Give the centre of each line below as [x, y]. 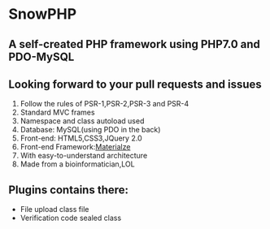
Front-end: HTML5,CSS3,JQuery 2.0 [81, 138]
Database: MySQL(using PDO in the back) [90, 130]
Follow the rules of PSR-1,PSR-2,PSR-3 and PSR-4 [105, 104]
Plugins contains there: [68, 190]
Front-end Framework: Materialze [75, 147]
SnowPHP [43, 14]
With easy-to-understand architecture [84, 156]
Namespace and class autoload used [82, 121]
